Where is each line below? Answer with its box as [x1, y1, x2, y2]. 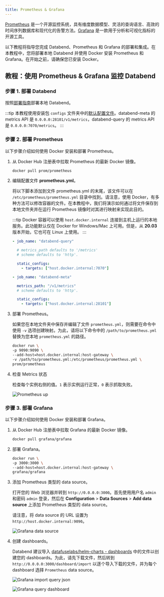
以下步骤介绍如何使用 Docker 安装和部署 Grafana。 [5, 416, 108, 422]
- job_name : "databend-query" [12, 239, 74, 244]
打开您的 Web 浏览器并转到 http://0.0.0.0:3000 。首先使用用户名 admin [12, 490, 157, 496]
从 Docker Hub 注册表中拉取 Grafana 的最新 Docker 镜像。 [12, 427, 130, 433]
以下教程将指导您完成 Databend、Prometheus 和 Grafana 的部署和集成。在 [5, 44, 156, 50]
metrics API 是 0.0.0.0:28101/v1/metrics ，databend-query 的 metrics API [5, 116, 155, 123]
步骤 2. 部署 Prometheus [5, 136, 64, 143]
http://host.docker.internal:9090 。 [12, 518, 87, 524]
